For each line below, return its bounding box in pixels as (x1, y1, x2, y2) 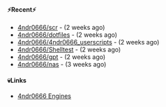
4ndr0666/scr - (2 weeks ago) (17, 24, 105, 32)
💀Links (7, 76, 27, 84)
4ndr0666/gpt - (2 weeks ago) (17, 53, 106, 61)
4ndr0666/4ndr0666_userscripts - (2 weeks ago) (17, 38, 160, 47)
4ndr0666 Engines (17, 92, 72, 100)
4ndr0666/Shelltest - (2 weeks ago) (17, 45, 121, 54)
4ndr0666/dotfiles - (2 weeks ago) (17, 31, 117, 39)
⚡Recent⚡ (7, 5, 36, 13)
